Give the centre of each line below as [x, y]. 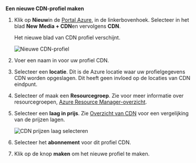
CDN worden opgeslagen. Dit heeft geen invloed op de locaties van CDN [102, 78]
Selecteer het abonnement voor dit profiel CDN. [72, 142]
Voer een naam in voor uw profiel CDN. [62, 60]
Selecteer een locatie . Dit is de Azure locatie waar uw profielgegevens [100, 72]
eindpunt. [26, 84]
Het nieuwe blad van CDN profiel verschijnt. [67, 37]
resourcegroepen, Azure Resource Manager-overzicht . [81, 102]
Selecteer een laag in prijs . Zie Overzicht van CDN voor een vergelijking [101, 113]
